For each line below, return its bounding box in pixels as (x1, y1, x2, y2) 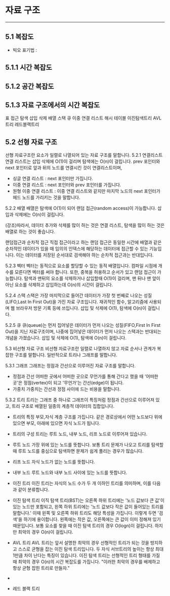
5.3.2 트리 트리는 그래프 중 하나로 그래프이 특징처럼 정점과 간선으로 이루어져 (5, 397, 155, 403)
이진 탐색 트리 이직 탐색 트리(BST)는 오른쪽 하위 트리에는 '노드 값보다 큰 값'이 (12, 497, 165, 503)
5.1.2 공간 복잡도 (5, 82, 54, 91)
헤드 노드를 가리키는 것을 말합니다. (12, 194, 80, 200)
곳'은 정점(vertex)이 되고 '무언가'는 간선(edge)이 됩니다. (12, 380, 124, 386)
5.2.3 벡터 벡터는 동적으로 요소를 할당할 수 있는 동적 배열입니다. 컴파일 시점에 (5, 263, 157, 269)
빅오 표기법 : (12, 47, 37, 53)
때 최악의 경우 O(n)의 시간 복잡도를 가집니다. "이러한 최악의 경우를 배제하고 (12, 559, 160, 565)
